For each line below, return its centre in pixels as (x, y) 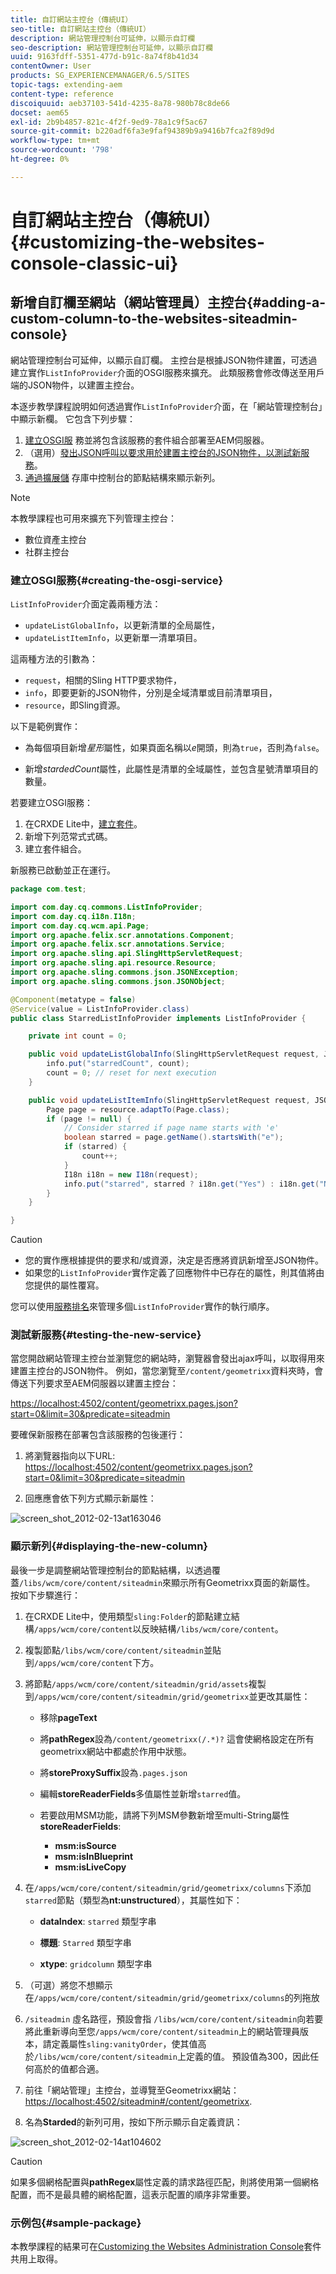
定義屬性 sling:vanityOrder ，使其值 (124, 2043)
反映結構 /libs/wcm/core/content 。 (212, 1628)
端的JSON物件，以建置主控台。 (75, 385)
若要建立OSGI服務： (51, 803)
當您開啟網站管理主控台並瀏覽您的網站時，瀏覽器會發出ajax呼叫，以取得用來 (167, 1358)
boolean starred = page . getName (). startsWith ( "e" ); (173, 1137)
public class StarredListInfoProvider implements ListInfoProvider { (158, 1018)
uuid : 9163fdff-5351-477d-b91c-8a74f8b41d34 (104, 57)
